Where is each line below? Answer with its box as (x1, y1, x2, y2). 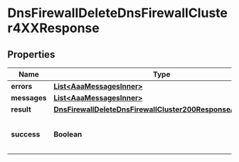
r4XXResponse (7, 20, 100, 36)
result (11, 104, 32, 114)
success (11, 129, 41, 139)
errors (11, 82, 33, 91)
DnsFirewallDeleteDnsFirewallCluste (7, 5, 228, 21)
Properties (7, 48, 55, 60)
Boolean (53, 129, 83, 139)
